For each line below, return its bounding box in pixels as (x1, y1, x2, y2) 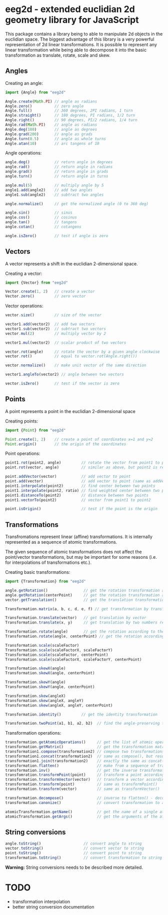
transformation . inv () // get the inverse (5, 768, 137, 773)
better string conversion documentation (12, 903, 94, 910)
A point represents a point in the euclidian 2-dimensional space (5, 408, 136, 414)
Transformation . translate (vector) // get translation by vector (5, 616, 146, 621)
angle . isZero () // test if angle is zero (5, 233, 108, 238)
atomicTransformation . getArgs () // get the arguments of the (5, 814, 157, 819)
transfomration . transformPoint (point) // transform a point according (5, 772, 164, 777)
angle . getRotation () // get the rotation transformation (5, 588, 160, 593)
